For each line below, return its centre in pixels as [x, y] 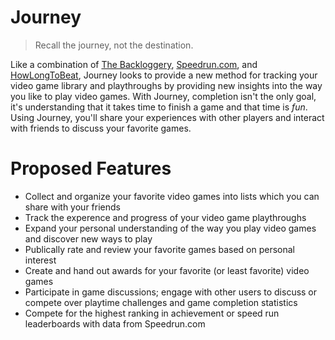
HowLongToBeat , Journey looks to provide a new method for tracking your [164, 75]
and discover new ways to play [88, 238]
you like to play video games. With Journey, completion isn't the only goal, [163, 96]
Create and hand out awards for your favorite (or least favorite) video [167, 270]
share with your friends [72, 207]
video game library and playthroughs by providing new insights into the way [166, 85]
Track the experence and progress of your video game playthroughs [165, 217]
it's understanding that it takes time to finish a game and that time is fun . [159, 107]
